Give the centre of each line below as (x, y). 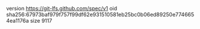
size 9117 (41, 21)
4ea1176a (18, 21)
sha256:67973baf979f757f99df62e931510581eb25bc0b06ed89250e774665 (100, 14)
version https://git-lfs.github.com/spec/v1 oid (62, 8)
